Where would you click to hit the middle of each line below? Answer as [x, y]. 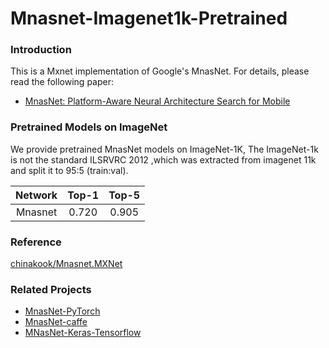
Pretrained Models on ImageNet [89, 127]
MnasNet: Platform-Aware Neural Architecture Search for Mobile [157, 101]
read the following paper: [62, 82]
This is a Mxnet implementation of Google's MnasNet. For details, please [160, 71]
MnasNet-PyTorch [62, 311]
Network [36, 195]
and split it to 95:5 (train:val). [69, 170]
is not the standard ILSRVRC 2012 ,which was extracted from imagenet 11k [163, 159]
